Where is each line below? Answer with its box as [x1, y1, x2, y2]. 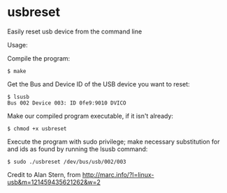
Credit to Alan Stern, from [7, 170, 81, 178]
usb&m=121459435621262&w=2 [7, 178, 101, 186]
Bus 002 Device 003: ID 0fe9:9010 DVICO [7, 99, 127, 107]
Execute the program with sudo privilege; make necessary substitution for [7, 137, 220, 146]
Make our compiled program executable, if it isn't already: [7, 111, 173, 120]
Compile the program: [7, 54, 71, 63]
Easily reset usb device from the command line [7, 27, 142, 36]
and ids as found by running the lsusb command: [7, 144, 148, 153]
